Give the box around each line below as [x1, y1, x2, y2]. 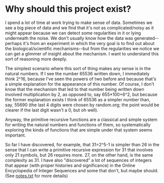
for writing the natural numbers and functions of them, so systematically [5, 121, 151, 128]
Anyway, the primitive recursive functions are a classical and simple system [5, 116, 158, 122]
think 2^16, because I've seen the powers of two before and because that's [5, 76, 157, 82]
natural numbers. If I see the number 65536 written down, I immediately [5, 70, 150, 76]
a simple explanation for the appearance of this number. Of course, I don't [5, 81, 154, 87]
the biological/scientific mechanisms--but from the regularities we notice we [5, 46, 160, 51]
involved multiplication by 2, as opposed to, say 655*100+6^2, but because [5, 91, 158, 97]
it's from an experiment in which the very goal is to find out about [23, 40, 155, 46]
